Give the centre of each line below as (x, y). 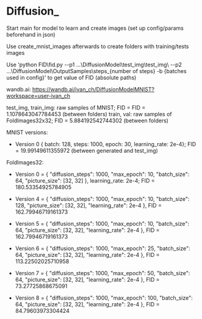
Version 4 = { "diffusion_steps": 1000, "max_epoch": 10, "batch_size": (102, 198)
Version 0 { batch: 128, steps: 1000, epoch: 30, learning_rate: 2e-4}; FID (106, 144)
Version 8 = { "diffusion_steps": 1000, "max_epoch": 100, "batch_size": (104, 298)
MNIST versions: (27, 132)
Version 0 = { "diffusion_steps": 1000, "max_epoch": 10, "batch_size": (102, 174)
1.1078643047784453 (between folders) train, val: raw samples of (89, 114)
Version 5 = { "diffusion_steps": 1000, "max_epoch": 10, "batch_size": (102, 223)
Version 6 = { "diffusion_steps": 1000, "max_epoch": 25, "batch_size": (103, 248)
